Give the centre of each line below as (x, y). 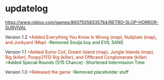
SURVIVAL (16, 27)
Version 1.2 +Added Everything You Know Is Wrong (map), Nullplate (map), (81, 37)
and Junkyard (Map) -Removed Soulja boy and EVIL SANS (64, 42)
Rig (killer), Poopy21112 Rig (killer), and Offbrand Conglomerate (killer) (76, 57)
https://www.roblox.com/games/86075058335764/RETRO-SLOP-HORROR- (82, 22)
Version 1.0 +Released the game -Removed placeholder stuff (67, 72)
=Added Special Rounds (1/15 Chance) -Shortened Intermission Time (75, 62)
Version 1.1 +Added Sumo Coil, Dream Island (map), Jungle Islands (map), (80, 52)
